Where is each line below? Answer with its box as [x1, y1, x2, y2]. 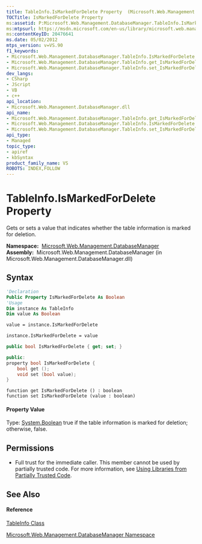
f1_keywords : [6, 48, 39, 54]
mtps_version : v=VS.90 [6, 43, 63, 49]
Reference [6, 506, 33, 513]
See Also [6, 489, 40, 499]
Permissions [6, 443, 54, 453]
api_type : [6, 132, 31, 139]
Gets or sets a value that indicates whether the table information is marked [6, 224, 191, 232]
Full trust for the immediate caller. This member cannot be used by [14, 459, 180, 466]
